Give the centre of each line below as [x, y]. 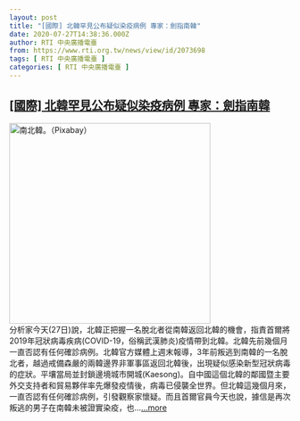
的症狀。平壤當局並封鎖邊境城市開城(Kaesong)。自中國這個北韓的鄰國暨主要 [150, 374]
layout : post [33, 17]
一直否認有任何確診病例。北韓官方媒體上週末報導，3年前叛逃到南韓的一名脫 [149, 351]
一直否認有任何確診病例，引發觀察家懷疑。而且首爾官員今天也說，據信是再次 [150, 396]
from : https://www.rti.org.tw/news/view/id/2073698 [107, 51]
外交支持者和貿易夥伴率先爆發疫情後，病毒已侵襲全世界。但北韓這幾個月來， [150, 385]
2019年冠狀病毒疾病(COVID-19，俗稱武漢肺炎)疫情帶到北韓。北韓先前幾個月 [149, 341]
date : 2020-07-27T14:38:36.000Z [69, 34]
